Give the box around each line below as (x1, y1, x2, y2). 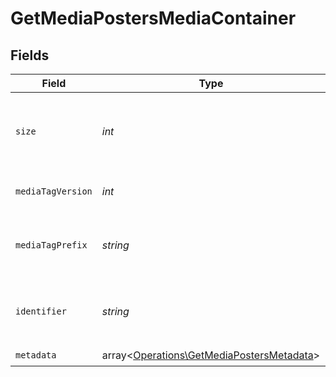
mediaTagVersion (15, 186, 93, 197)
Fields (10, 47, 50, 64)
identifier (15, 306, 67, 317)
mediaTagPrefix (15, 240, 88, 251)
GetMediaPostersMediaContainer (10, 7, 297, 30)
